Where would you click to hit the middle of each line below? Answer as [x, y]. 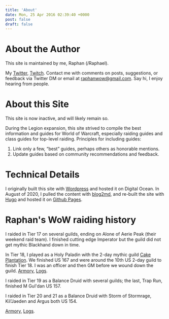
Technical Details [42, 175]
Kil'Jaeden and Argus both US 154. [41, 301]
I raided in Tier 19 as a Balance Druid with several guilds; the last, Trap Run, [84, 280]
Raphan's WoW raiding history [71, 220]
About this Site [37, 104]
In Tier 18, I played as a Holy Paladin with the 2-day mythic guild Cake [78, 255]
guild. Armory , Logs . [27, 271]
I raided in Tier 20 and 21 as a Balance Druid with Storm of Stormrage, [78, 296]
